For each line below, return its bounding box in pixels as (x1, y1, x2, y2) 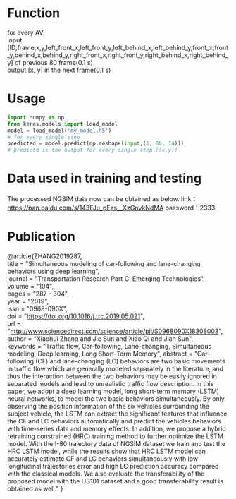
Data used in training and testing (7, 171, 202, 186)
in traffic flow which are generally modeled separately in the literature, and (7, 365, 224, 373)
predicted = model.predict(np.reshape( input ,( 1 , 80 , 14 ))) (7, 140, 185, 148)
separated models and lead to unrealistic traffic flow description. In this (7, 380, 214, 387)
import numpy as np (7, 114, 65, 121)
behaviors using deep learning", (7, 267, 100, 275)
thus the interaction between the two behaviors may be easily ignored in (7, 372, 217, 380)
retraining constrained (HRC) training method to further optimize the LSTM (7, 432, 224, 440)
